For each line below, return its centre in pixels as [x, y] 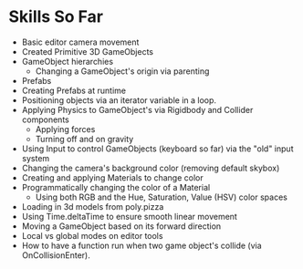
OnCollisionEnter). [56, 255]
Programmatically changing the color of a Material [116, 187]
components [45, 119]
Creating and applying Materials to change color [112, 177]
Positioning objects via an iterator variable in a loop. [119, 100]
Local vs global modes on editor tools [92, 235]
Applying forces [65, 129]
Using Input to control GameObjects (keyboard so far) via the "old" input [157, 149]
